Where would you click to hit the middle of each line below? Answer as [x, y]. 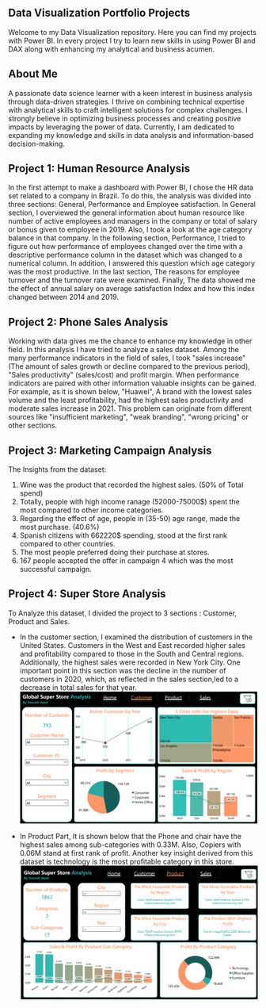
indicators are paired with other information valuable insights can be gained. [133, 383]
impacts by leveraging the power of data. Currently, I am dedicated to [122, 127]
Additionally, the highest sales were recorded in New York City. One [130, 662]
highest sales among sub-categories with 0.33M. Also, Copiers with [130, 845]
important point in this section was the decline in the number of [123, 670]
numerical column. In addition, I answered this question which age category [132, 263]
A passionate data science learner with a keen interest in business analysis [130, 93]
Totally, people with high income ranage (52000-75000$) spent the [129, 502]
